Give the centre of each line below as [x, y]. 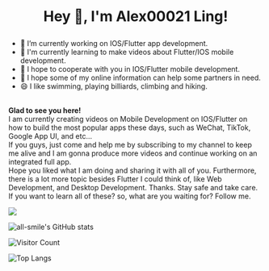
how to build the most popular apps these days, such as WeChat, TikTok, [130, 127]
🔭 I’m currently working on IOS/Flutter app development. [114, 44]
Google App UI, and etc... [50, 136]
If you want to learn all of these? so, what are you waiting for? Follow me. [130, 196]
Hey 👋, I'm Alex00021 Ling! [136, 17]
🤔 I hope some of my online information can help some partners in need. [140, 78]
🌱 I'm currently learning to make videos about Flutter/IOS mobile [127, 52]
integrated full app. [40, 162]
